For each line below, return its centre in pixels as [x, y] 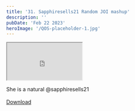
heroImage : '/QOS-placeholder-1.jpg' [53, 28]
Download [19, 102]
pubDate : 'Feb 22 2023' [36, 23]
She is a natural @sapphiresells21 [48, 90]
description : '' [26, 17]
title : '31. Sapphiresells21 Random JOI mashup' [68, 12]
